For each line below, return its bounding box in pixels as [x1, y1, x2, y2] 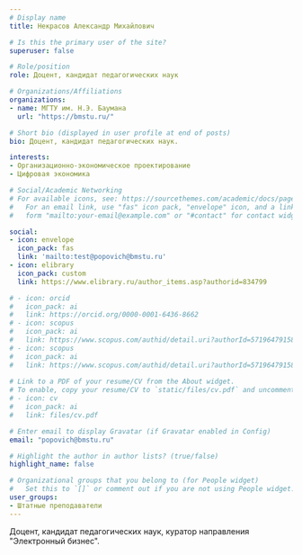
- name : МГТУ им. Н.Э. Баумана [9, 103, 127, 112]
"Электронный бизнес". [9, 535, 101, 546]
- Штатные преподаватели [9, 501, 102, 510]
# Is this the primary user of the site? [9, 38, 167, 47]
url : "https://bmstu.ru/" [17, 112, 115, 121]
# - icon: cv [9, 394, 58, 403]
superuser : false [9, 46, 75, 55]
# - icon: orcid [9, 293, 70, 302]
